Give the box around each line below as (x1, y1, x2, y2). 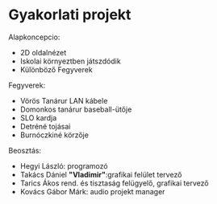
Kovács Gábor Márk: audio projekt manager (19, 186, 165, 196)
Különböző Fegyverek (19, 64, 93, 74)
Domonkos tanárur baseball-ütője (19, 104, 132, 114)
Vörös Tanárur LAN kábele (19, 96, 108, 105)
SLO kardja (19, 112, 57, 122)
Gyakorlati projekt (8, 6, 131, 24)
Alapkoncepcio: (8, 32, 61, 42)
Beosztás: (8, 145, 42, 155)
